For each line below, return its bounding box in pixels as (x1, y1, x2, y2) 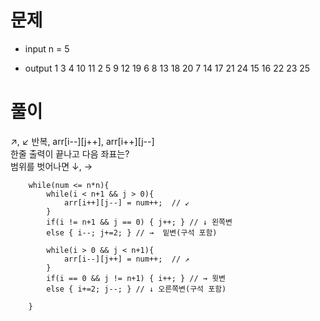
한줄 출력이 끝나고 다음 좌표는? (10, 147, 130, 160)
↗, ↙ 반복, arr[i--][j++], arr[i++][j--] (10, 135, 155, 147)
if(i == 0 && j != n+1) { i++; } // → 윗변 (46, 273, 227, 283)
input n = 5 (24, 42, 70, 55)
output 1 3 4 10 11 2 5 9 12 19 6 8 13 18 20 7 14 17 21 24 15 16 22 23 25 (24, 62, 311, 74)
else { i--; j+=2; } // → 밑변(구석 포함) (46, 227, 218, 238)
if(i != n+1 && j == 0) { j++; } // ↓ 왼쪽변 (46, 217, 233, 227)
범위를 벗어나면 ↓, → (10, 160, 93, 172)
